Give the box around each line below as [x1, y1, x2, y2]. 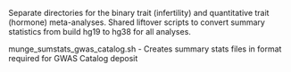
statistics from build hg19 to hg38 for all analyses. [8, 27, 191, 36]
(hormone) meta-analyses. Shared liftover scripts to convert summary [8, 17, 265, 28]
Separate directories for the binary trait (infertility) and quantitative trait [8, 8, 270, 18]
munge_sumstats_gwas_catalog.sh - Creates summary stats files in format [8, 44, 282, 54]
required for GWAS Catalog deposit [8, 53, 138, 63]
